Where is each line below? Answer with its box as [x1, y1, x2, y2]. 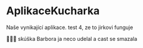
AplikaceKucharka [6, 4, 100, 18]
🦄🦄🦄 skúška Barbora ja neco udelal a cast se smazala [6, 35, 138, 42]
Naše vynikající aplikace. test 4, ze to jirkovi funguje [6, 24, 133, 31]
